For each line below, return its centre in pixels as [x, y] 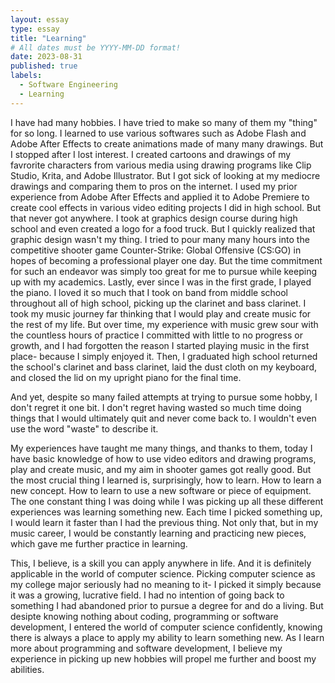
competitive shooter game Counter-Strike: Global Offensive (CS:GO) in [156, 250]
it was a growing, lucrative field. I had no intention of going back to [147, 595]
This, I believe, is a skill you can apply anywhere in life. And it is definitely [161, 563]
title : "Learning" [48, 38]
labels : [26, 76]
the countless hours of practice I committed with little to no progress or [156, 335]
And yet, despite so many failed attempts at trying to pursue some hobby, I [164, 397]
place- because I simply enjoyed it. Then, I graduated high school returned [164, 356]
